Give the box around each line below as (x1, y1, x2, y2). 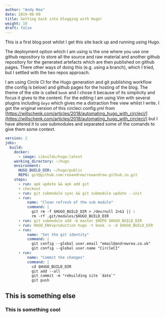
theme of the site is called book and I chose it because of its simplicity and (5, 90, 155, 96)
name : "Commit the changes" (27, 255, 85, 260)
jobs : (5, 141, 16, 145)
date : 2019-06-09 (5, 12, 41, 17)
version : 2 (5, 136, 28, 141)
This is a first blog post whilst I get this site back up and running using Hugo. (5, 39, 161, 45)
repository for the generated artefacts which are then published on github (5, 59, 155, 65)
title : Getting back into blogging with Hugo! (5, 16, 102, 21)
